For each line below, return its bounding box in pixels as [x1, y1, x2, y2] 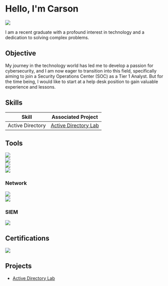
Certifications [5, 234, 50, 243]
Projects [5, 262, 32, 270]
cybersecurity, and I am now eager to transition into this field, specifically [5, 67, 157, 74]
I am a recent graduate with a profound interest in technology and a [5, 29, 144, 35]
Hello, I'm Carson [5, 3, 79, 15]
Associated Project [52, 113, 98, 120]
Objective [5, 49, 37, 58]
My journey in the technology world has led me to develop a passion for [5, 62, 154, 68]
